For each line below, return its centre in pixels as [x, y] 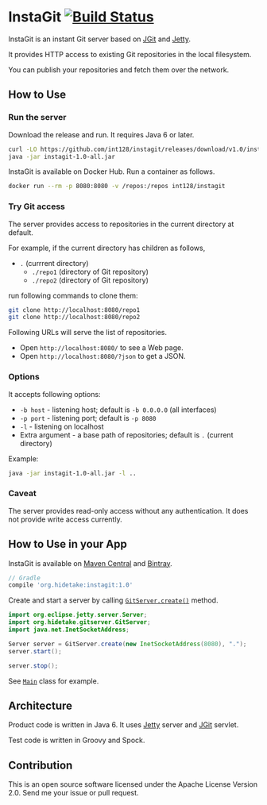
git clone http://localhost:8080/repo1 [74, 310]
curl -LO [23, 149]
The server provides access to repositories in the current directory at [121, 224]
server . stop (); [33, 666]
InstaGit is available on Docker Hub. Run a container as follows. [112, 171]
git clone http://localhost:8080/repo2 [74, 318]
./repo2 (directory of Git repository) [90, 280]
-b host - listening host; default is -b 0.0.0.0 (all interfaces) [118, 410]
